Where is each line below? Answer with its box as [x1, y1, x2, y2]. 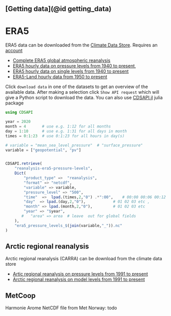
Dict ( [14, 171, 27, 176]
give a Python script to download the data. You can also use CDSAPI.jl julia [5, 95, 163, 101]
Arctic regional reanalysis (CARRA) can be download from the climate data [5, 256, 162, 262]
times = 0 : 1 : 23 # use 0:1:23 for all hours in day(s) [5, 133, 125, 138]
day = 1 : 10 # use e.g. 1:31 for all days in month [5, 129, 127, 134]
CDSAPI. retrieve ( [5, 161, 42, 166]
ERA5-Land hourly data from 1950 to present [12, 74, 108, 80]
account [5, 48, 23, 54]
